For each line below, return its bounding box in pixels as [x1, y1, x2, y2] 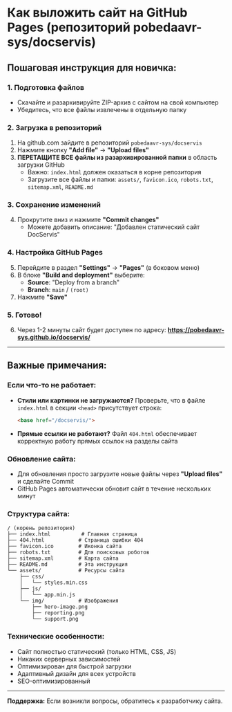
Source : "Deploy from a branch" [27, 278, 120, 286]
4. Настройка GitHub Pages [7, 248, 104, 257]
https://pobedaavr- [168, 326, 224, 334]
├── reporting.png [32, 610, 85, 617]
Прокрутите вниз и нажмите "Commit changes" [17, 216, 159, 224]
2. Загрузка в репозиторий [7, 122, 102, 132]
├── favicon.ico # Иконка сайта [7, 543, 122, 550]
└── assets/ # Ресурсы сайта [7, 567, 126, 574]
